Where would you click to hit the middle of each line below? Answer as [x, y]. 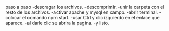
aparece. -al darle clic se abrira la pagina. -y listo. [57, 23]
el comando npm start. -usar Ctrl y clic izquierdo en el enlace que [91, 18]
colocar [13, 18]
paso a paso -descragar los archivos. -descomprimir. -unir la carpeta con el [85, 7]
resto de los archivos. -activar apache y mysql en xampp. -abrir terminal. [82, 12]
